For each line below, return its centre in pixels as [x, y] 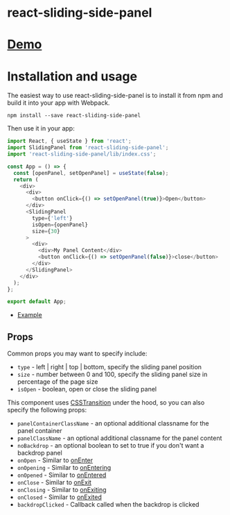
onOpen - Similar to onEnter [55, 460]
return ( [26, 179]
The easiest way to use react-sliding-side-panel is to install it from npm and [115, 96]
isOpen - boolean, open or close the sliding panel [87, 389]
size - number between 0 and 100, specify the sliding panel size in [112, 374]
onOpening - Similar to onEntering [64, 468]
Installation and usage [72, 76]
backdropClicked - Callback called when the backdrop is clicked [108, 505]
